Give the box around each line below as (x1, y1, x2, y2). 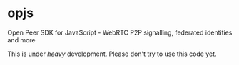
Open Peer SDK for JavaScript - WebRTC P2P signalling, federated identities (7, 28, 233, 37)
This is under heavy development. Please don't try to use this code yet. (7, 49, 217, 58)
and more (7, 35, 36, 44)
